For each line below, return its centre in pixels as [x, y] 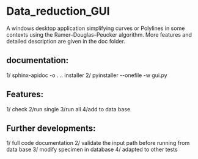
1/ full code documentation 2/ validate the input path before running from [98, 143]
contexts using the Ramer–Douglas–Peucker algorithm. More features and [99, 34]
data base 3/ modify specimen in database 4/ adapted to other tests [92, 150]
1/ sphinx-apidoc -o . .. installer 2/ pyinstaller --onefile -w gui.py [87, 75]
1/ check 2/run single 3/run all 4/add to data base [68, 109]
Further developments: [51, 128]
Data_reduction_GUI [58, 11]
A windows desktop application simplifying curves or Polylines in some [96, 28]
